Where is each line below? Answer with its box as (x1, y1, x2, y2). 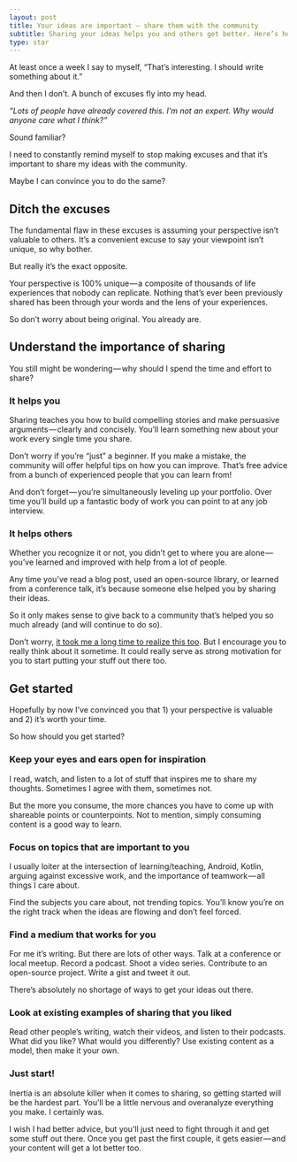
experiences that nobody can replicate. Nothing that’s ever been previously (9, 288, 283, 298)
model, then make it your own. (9, 1045, 119, 1056)
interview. (9, 505, 45, 516)
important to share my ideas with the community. (9, 158, 187, 169)
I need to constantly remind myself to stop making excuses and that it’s (9, 150, 268, 160)
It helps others (9, 527, 73, 540)
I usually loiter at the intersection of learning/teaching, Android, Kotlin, (9, 860, 264, 872)
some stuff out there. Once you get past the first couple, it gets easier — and (9, 1133, 286, 1143)
